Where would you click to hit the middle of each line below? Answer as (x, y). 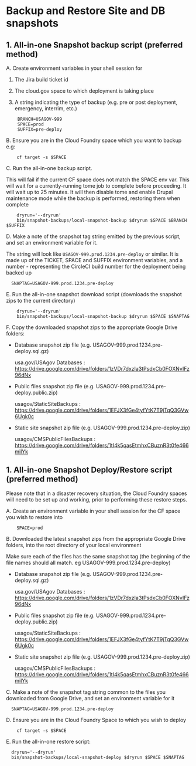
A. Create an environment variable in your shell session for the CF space (93, 511)
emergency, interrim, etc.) (46, 109)
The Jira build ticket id (41, 79)
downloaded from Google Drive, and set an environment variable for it (90, 698)
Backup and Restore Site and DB (86, 11)
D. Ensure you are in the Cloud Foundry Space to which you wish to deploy (96, 720)
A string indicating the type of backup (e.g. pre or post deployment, (96, 102)
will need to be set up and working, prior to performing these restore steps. (97, 499)
